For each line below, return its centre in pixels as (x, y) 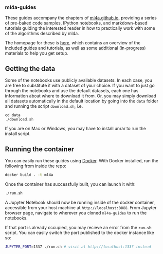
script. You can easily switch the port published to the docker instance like (80, 233)
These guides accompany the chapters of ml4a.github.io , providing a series (81, 18)
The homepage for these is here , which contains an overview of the (73, 43)
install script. (18, 134)
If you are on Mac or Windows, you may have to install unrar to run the (75, 129)
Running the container (40, 149)
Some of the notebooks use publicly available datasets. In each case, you (79, 80)
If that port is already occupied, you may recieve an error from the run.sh (78, 227)
